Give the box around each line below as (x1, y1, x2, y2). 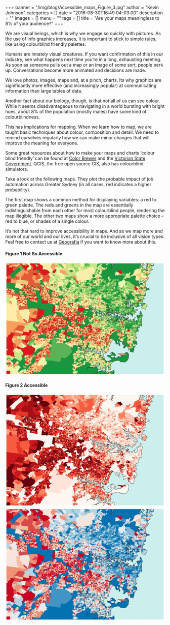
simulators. (5, 166, 29, 172)
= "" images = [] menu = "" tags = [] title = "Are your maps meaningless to (5, 15, 159, 21)
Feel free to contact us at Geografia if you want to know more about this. (5, 239, 157, 245)
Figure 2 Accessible (5, 382, 48, 388)
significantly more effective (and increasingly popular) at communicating (5, 82, 157, 88)
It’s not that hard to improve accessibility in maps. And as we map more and (5, 228, 163, 234)
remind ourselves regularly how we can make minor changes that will (5, 135, 150, 140)
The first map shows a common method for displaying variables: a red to (5, 197, 157, 202)
